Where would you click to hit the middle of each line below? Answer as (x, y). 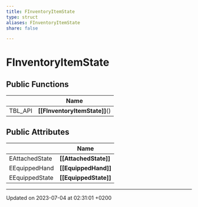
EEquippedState (32, 178)
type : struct (22, 17)
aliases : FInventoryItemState (43, 22)
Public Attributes (38, 132)
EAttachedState (31, 159)
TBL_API (21, 111)
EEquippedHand (32, 168)
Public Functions (37, 84)
